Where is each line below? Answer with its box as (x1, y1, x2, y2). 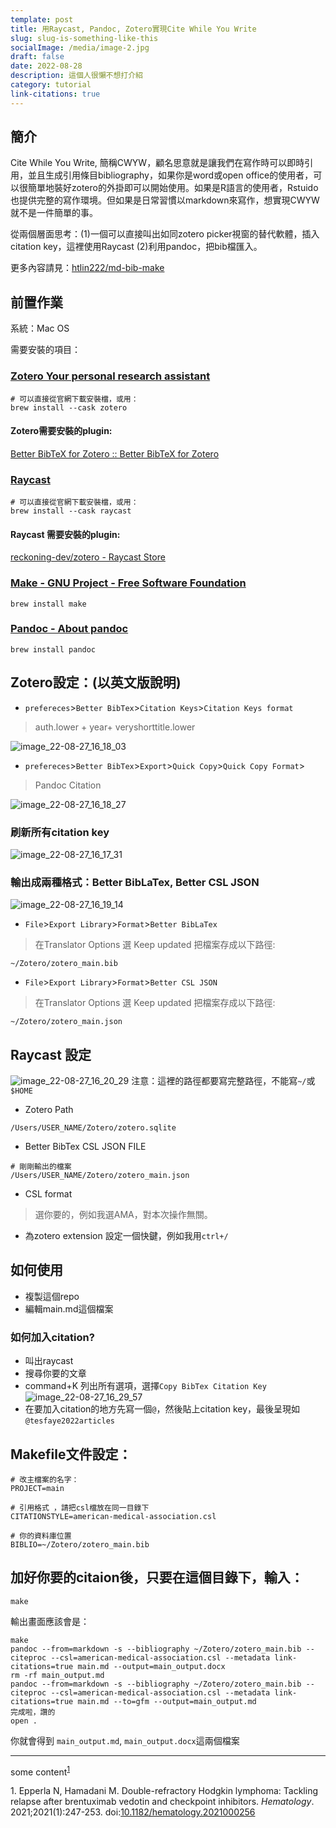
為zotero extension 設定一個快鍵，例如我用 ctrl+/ (24, 1230, 229, 1242)
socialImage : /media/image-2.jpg (10, 42, 150, 53)
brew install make (10, 599, 87, 609)
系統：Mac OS (10, 322, 70, 335)
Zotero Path (24, 1104, 74, 1116)
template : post (10, 14, 74, 25)
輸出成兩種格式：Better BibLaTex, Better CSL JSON (10, 875, 260, 889)
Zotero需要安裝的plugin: (10, 425, 113, 437)
